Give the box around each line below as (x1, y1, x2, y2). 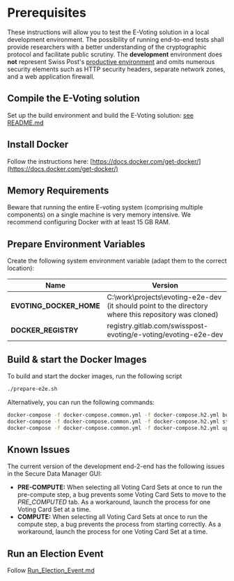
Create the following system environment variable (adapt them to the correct (7, 256, 228, 265)
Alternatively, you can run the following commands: (7, 398, 155, 406)
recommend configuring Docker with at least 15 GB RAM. (7, 218, 171, 226)
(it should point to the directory (107, 301, 208, 311)
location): (7, 264, 35, 272)
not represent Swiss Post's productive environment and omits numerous (7, 57, 215, 65)
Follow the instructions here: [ (7, 157, 93, 165)
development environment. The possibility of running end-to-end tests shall (7, 35, 224, 43)
